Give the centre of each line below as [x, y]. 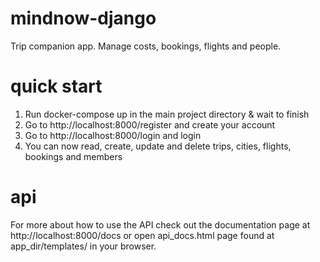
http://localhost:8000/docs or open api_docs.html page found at [142, 235]
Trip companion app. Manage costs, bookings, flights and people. [146, 46]
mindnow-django [83, 18]
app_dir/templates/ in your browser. [83, 246]
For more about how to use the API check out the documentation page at [160, 224]
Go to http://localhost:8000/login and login [113, 135]
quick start [56, 86]
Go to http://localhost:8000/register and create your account [150, 124]
